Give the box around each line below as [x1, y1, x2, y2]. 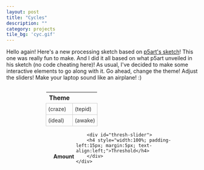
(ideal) [48, 117, 65, 124]
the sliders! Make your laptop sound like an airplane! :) [6, 74, 142, 81]
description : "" [6, 20, 47, 26]
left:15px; [75, 143, 103, 149]
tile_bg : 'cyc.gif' [6, 32, 56, 38]
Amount [53, 153, 75, 160]
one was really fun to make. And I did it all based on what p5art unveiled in [6, 55, 192, 62]
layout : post [6, 8, 39, 15]
